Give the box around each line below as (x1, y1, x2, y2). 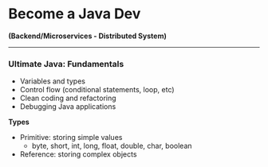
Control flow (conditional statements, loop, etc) (19, 85, 175, 95)
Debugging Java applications (19, 102, 116, 111)
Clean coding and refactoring (19, 93, 117, 103)
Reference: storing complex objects (19, 150, 137, 159)
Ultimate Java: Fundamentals (8, 58, 124, 69)
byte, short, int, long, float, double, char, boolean (31, 141, 193, 151)
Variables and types (19, 76, 86, 86)
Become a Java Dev (8, 5, 141, 23)
